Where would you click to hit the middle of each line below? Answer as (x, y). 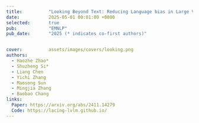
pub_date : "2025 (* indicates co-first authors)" (76, 34)
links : (14, 100)
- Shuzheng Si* (30, 66)
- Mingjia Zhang (31, 89)
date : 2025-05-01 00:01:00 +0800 (61, 17)
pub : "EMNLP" (37, 28)
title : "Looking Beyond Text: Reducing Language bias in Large (98, 12)
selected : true (33, 23)
